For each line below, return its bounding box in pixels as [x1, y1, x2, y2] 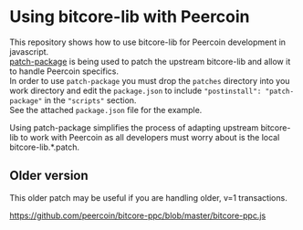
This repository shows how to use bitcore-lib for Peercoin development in [9, 37, 286, 47]
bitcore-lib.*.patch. [9, 141, 80, 152]
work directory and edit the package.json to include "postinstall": [9, 85, 262, 96]
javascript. [9, 46, 49, 57]
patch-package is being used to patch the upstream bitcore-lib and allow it [9, 56, 291, 67]
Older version [9, 168, 89, 183]
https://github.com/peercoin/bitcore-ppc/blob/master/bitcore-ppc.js [9, 210, 266, 221]
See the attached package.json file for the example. [9, 104, 203, 115]
